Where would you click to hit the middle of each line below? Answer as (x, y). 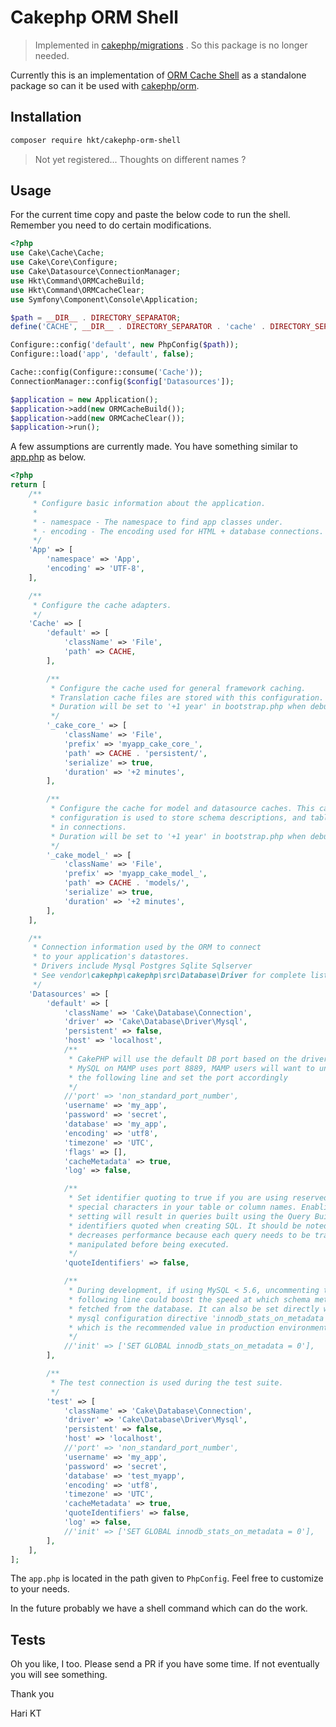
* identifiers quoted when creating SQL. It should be (185, 1226)
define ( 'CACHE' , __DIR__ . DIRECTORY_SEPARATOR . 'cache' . (138, 327)
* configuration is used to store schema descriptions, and (178, 818)
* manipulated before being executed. (149, 1244)
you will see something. (59, 1675)
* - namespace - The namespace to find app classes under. (158, 522)
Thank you (32, 1694)
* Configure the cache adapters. (102, 605)
